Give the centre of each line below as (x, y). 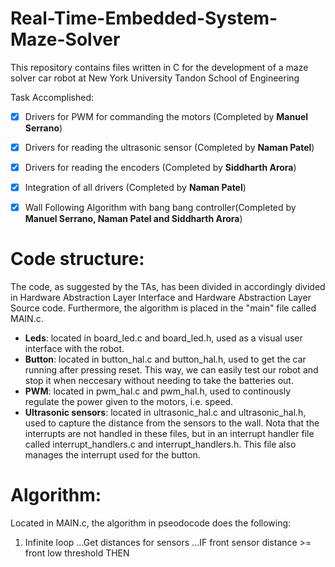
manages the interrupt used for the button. (112, 455)
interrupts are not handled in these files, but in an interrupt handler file (169, 434)
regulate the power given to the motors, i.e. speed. (129, 402)
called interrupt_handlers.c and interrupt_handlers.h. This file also (160, 444)
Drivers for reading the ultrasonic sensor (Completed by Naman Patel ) (169, 147)
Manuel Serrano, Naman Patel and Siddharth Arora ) (133, 219)
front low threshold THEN (77, 553)
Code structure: (77, 259)
